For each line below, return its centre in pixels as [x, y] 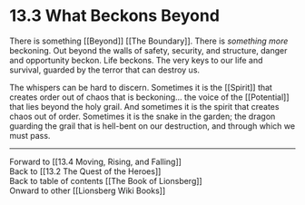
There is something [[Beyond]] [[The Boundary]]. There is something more [149, 41]
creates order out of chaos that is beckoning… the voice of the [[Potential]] [149, 97]
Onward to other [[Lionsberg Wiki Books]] [88, 190]
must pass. [30, 135]
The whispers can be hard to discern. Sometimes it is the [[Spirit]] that [141, 87]
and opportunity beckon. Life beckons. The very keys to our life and [136, 60]
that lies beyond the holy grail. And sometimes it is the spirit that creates [144, 106]
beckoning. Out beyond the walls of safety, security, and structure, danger [148, 50]
